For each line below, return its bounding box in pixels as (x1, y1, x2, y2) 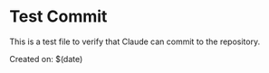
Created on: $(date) (9, 53, 83, 64)
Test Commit (9, 6, 108, 27)
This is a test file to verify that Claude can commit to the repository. (9, 36, 261, 47)
